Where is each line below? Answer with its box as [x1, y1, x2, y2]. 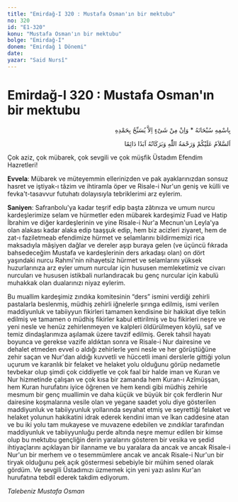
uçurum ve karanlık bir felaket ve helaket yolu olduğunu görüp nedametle [7, 359, 221, 369]
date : [7, 50, 23, 57]
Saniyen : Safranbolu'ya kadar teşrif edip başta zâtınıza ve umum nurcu [7, 203, 215, 211]
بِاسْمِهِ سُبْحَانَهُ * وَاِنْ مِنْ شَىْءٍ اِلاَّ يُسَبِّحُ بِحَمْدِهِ [115, 125, 231, 134]
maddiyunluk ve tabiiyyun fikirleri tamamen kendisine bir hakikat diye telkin [7, 307, 227, 316]
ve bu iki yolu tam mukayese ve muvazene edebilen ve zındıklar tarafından [7, 420, 225, 429]
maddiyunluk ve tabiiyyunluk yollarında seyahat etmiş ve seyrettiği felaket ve [7, 405, 231, 413]
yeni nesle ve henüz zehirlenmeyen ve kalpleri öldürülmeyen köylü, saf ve [7, 322, 222, 330]
